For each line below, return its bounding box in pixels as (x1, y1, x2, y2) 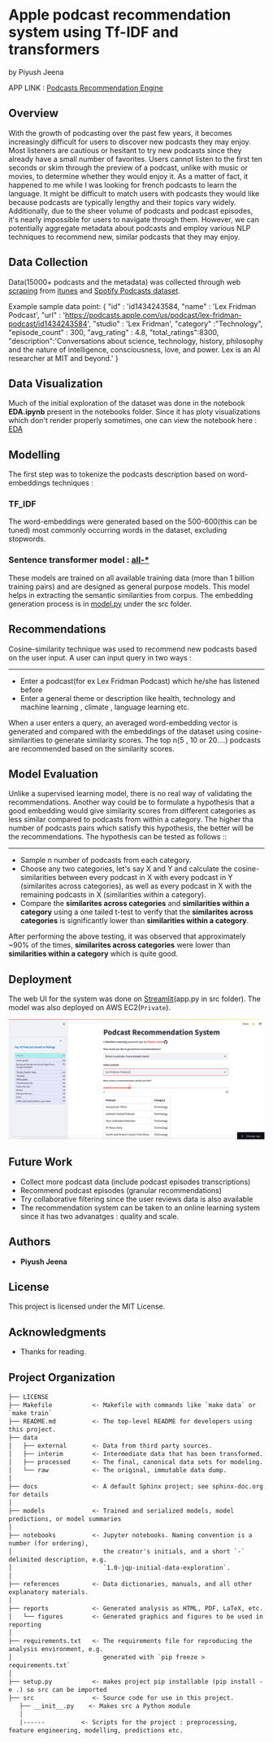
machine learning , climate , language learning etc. (19, 702, 189, 712)
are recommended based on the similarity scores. (8, 743, 175, 753)
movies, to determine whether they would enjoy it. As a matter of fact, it (8, 171, 249, 181)
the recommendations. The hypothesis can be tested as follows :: (8, 832, 227, 842)
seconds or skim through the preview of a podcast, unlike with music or (8, 163, 248, 172)
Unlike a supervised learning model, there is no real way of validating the (8, 789, 253, 799)
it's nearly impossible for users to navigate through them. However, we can (8, 214, 260, 224)
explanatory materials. (8, 1588, 89, 1597)
